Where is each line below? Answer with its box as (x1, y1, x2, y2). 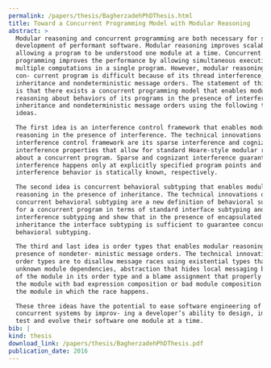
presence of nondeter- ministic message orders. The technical (15, 250, 232, 258)
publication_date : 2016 (8, 347, 89, 355)
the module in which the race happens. (15, 287, 150, 296)
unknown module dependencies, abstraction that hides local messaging (15, 265, 258, 273)
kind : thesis (8, 332, 52, 340)
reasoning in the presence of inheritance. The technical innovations (15, 191, 258, 199)
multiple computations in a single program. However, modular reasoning (15, 64, 265, 72)
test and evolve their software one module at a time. (15, 317, 204, 325)
